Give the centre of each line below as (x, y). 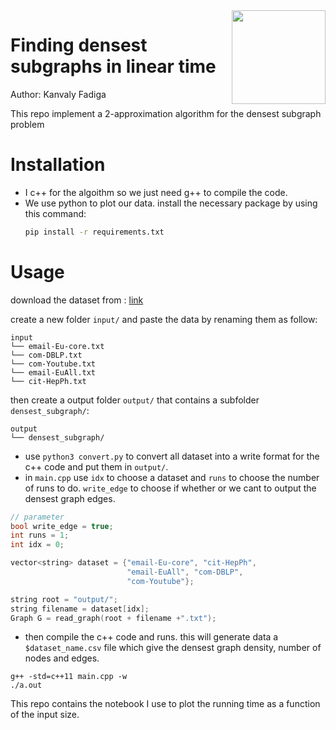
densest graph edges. (70, 498)
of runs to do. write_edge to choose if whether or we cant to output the (170, 488)
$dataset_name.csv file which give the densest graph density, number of (173, 648)
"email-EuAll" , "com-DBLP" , (185, 572)
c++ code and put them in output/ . (96, 466)
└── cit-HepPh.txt (48, 381)
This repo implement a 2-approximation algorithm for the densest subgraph (166, 113)
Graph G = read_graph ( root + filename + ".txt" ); (113, 618)
